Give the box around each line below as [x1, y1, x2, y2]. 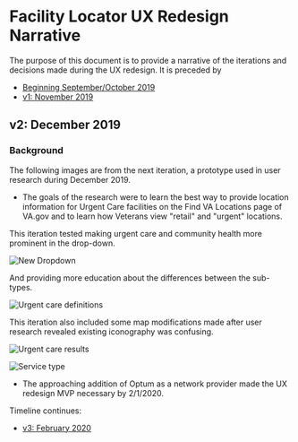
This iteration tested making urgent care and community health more [9, 228, 262, 238]
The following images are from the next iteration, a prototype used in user [9, 164, 281, 176]
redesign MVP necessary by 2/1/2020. [21, 387, 164, 398]
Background [9, 144, 64, 157]
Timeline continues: [9, 405, 82, 416]
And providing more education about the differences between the [9, 272, 251, 283]
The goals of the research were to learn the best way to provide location [21, 191, 289, 203]
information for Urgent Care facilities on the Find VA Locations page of [21, 201, 283, 212]
